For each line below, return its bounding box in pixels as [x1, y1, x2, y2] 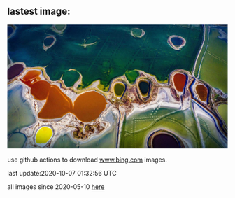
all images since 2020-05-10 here [7, 183, 105, 191]
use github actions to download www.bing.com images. [7, 155, 168, 164]
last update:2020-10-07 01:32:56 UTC [7, 169, 117, 178]
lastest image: [7, 6, 71, 17]
